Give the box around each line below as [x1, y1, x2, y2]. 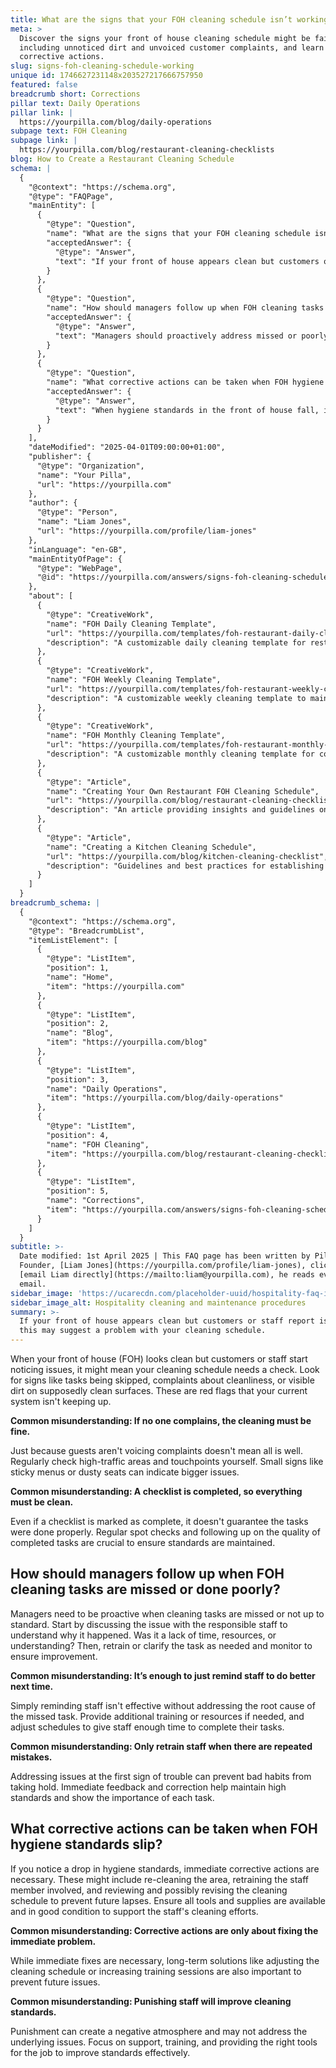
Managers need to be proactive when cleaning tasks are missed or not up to [10, 1607, 325, 1620]
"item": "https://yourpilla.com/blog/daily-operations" [46, 1093, 284, 1103]
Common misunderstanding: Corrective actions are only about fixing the [10, 1924, 319, 1936]
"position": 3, [46, 1074, 110, 1085]
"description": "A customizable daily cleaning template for [46, 637, 307, 648]
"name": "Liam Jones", [36, 517, 132, 527]
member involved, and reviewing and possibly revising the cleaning [10, 1884, 288, 1896]
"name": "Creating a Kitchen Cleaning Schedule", [46, 842, 257, 852]
